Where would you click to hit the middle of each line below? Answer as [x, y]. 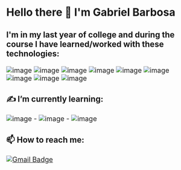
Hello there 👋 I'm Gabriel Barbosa [91, 12]
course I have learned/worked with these [85, 44]
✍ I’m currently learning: [55, 99]
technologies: [33, 54]
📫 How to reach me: [45, 139]
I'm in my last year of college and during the [91, 35]
